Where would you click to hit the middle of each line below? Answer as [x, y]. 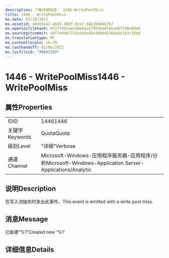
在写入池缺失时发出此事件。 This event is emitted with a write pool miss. [79, 202]
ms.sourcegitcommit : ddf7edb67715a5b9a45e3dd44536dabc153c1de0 [73, 33]
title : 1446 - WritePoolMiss [36, 15]
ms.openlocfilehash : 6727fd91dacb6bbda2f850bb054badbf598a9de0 [73, 29]
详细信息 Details [30, 249]
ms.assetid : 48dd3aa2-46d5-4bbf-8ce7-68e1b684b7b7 [59, 24]
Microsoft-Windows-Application [85, 163]
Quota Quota [56, 133]
